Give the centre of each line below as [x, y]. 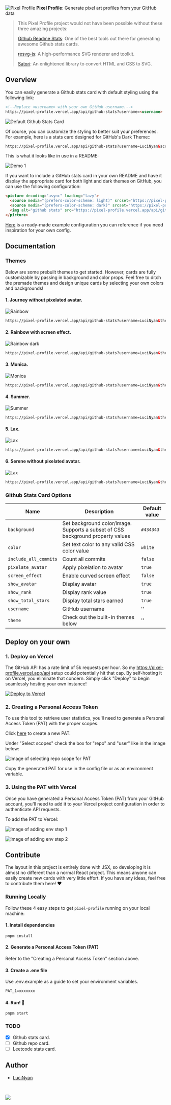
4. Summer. [18, 397]
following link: [20, 98]
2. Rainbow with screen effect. [38, 332]
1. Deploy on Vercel [29, 656]
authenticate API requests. [33, 809]
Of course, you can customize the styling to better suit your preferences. [81, 131]
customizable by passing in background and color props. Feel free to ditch [83, 277]
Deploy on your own [38, 642]
